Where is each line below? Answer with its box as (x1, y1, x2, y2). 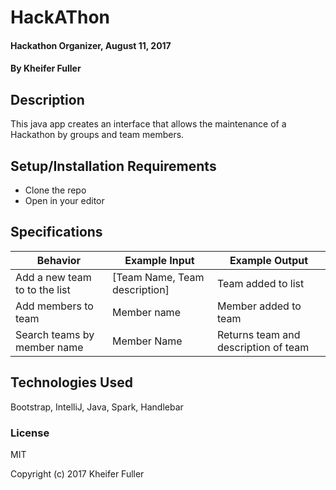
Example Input (124, 253, 195, 267)
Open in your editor (24, 195, 105, 206)
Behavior (36, 253, 82, 267)
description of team (216, 340, 310, 354)
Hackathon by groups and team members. (10, 129, 185, 141)
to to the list (15, 282, 71, 296)
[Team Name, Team (111, 270, 205, 284)
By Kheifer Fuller (10, 62, 82, 75)
